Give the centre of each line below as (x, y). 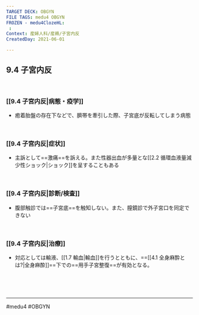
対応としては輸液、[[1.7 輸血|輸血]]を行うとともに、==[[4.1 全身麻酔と (100, 257)
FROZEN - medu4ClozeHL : (36, 23)
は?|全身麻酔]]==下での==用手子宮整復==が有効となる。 (84, 265)
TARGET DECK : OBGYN (30, 12)
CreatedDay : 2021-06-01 (36, 39)
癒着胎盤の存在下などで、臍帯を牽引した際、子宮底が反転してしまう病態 (103, 115)
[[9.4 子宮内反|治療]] (36, 243)
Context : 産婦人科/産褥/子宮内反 (43, 34)
